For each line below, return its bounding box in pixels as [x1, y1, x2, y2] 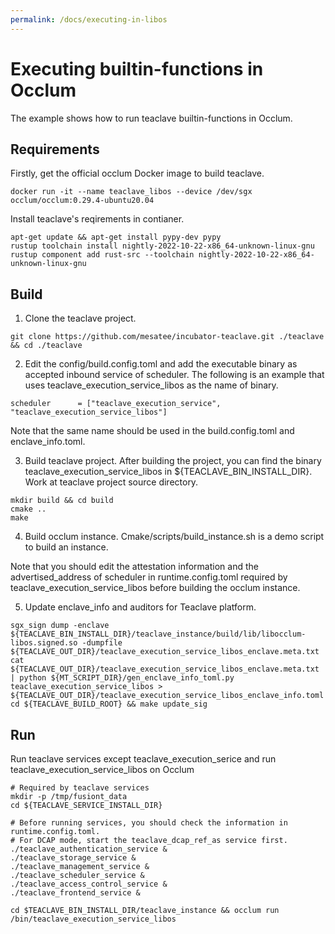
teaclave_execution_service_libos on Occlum [10, 764, 195, 775]
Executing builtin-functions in [10, 57, 264, 80]
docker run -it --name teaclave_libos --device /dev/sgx [10, 187, 253, 197]
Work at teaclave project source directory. [24, 476, 199, 488]
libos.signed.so [10, 638, 78, 648]
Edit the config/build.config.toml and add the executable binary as [24, 358, 298, 370]
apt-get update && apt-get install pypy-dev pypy [10, 232, 222, 243]
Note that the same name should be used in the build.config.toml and [10, 425, 295, 437]
